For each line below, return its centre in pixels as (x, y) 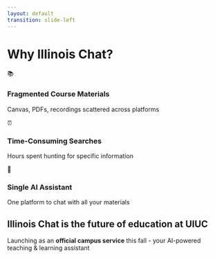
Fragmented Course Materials (58, 94)
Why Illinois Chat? (60, 54)
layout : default (30, 13)
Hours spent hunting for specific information (70, 156)
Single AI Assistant (40, 187)
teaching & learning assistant (48, 248)
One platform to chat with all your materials (68, 202)
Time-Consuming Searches (55, 141)
